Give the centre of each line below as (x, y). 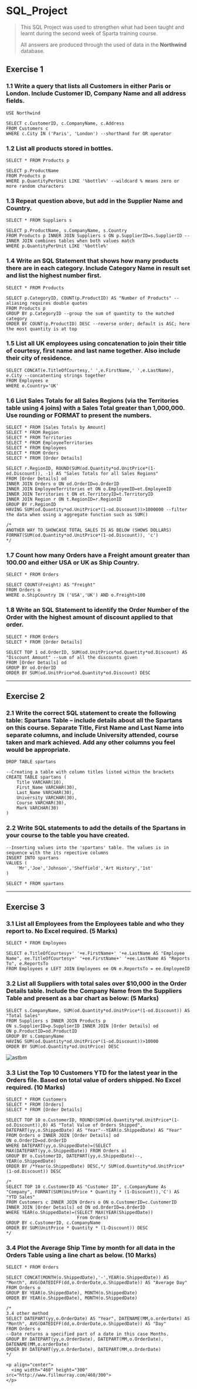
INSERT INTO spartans (33, 858)
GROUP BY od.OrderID (31, 668)
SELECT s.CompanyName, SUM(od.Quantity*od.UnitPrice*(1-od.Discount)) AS (98, 1010)
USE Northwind (23, 113)
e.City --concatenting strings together (56, 375)
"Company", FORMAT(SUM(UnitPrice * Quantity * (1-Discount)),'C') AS (93, 1192)
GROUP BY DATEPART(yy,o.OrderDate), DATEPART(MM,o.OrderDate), (85, 1339)
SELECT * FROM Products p (38, 160)
